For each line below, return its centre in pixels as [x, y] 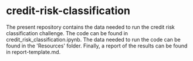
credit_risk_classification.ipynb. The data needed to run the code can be [93, 39]
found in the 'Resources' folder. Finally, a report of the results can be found [97, 46]
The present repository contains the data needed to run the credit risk [90, 27]
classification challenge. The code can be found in [67, 33]
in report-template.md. [33, 52]
